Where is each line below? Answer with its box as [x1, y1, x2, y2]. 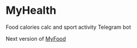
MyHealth [5, 4, 57, 17]
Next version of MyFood [5, 35, 66, 42]
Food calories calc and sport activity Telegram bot [5, 23, 132, 31]
